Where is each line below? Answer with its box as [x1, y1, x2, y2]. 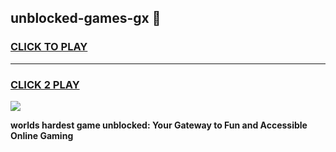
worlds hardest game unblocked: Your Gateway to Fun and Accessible [10, 119, 308, 131]
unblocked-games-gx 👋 [10, 10, 162, 27]
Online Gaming [10, 129, 74, 141]
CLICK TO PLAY [10, 40, 88, 54]
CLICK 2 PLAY [10, 77, 80, 91]
